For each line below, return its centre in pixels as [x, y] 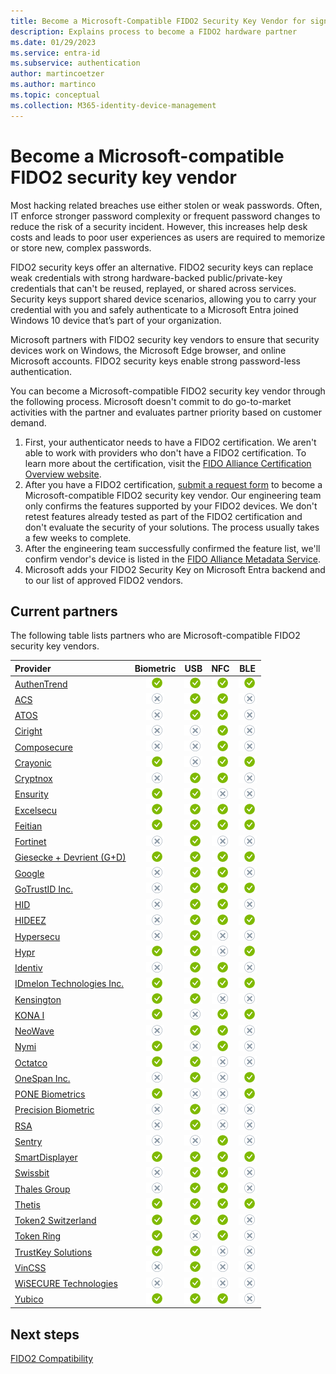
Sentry [28, 1141]
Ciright [28, 731]
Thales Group [42, 1189]
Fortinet [30, 842]
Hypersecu [37, 936]
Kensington [38, 999]
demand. [28, 422]
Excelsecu [36, 810]
